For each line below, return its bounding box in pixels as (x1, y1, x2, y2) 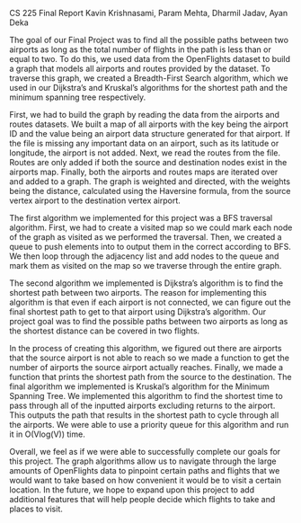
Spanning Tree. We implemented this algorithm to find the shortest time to (9, 391, 283, 401)
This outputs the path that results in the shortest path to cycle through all (9, 410, 279, 421)
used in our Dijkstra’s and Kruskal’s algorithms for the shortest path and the (9, 83, 288, 93)
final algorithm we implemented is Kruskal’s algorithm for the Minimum (9, 381, 270, 392)
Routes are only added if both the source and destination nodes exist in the (9, 157, 288, 167)
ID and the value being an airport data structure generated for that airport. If (9, 129, 290, 138)
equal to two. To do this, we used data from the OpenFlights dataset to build (9, 54, 290, 64)
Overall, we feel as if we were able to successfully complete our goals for (9, 447, 281, 457)
